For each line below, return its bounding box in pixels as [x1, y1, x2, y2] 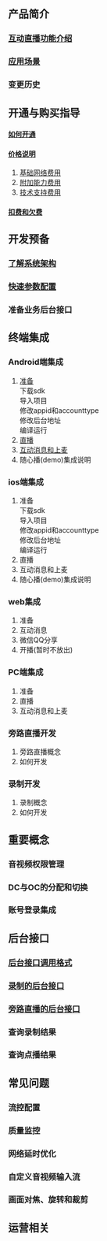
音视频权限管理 [8, 858, 65, 869]
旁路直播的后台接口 [8, 1003, 80, 1014]
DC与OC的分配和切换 [8, 882, 88, 893]
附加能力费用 [19, 178, 61, 188]
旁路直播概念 [19, 747, 61, 756]
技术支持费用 [19, 188, 61, 197]
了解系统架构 [8, 258, 57, 269]
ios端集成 [8, 476, 45, 487]
